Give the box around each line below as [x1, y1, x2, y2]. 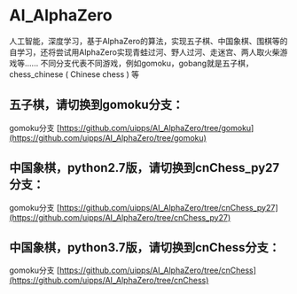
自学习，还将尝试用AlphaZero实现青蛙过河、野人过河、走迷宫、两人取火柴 [9, 46, 281, 58]
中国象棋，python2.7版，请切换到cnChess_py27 [9, 160, 280, 175]
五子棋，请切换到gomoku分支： [9, 97, 184, 112]
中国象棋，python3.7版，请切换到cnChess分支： [9, 240, 281, 255]
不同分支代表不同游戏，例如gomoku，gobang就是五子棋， [40, 58, 254, 68]
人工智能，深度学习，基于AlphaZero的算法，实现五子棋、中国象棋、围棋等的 [9, 35, 288, 46]
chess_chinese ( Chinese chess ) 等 [9, 68, 140, 80]
